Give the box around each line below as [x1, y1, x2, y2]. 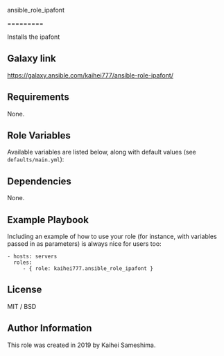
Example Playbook [7, 214, 89, 226]
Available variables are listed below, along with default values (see [7, 148, 196, 157]
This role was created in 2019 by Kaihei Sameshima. [7, 341, 156, 349]
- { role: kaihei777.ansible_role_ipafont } [22, 265, 154, 272]
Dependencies [7, 175, 71, 187]
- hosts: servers [7, 253, 58, 260]
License [7, 284, 42, 296]
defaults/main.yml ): [7, 155, 64, 163]
